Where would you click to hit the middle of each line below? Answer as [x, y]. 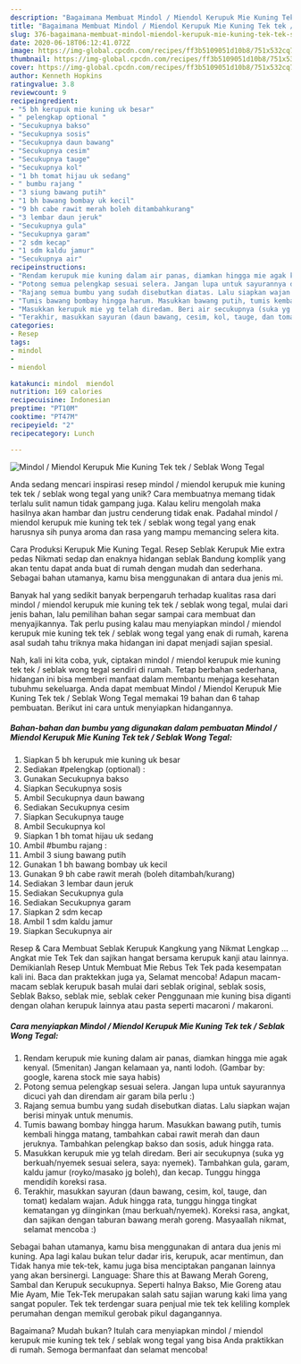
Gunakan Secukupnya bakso [76, 779]
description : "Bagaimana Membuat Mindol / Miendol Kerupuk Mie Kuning [144, 17]
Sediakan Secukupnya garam [77, 903]
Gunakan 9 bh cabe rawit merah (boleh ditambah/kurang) [129, 874]
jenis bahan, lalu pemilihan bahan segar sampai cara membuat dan [133, 613]
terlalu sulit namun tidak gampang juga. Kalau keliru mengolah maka [136, 503]
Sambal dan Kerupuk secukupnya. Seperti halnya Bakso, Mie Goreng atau [146, 1285]
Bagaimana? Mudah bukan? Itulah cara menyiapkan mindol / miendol [137, 1331]
